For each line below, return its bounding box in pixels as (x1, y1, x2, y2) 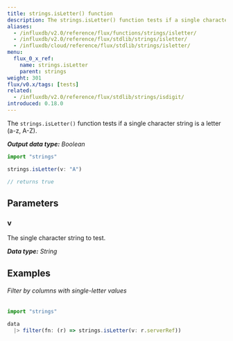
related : (7, 87, 33, 94)
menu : (7, 49, 23, 56)
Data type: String (7, 247, 58, 256)
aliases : (7, 23, 33, 30)
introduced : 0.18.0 (7, 100, 64, 107)
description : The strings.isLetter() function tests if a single (7, 17, 200, 24)
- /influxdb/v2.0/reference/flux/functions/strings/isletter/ (13, 29, 197, 37)
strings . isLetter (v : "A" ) (7, 165, 82, 173)
